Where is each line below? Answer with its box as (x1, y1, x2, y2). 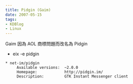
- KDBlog (5, 21, 24, 27)
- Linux (5, 26, 22, 31)
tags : (5, 17, 17, 22)
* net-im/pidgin (5, 61, 40, 66)
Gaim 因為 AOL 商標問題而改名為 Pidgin (5, 41, 88, 47)
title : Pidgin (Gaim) (5, 7, 51, 13)
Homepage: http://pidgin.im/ (16, 69, 103, 75)
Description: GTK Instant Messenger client (16, 74, 128, 79)
